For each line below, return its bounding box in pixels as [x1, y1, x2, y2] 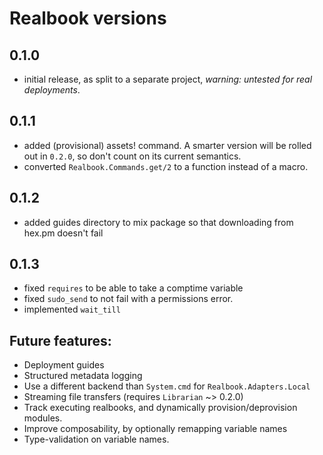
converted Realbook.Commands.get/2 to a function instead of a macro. [23, 160, 309, 172]
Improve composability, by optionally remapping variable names [23, 423, 288, 435]
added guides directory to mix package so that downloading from [23, 216, 294, 228]
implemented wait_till [23, 303, 121, 316]
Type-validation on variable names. [23, 433, 170, 446]
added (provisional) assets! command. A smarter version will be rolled [23, 139, 312, 151]
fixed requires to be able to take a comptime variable [23, 282, 244, 294]
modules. [23, 412, 63, 424]
